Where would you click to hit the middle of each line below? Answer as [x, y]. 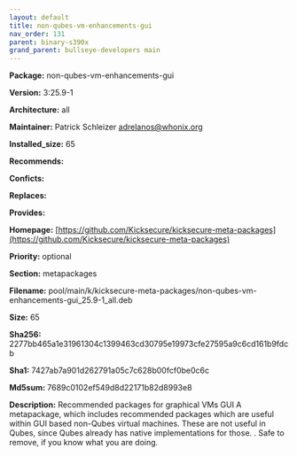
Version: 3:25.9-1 [41, 93]
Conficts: [27, 179]
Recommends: [37, 161]
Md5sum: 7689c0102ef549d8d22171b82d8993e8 [101, 388]
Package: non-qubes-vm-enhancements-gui [92, 75]
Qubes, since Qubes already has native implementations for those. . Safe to [147, 433]
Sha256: [25, 335]
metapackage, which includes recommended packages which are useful [142, 414]
